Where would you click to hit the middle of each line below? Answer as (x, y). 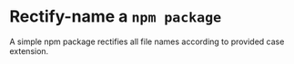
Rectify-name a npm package (116, 17)
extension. (29, 50)
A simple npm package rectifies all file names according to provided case (147, 41)
